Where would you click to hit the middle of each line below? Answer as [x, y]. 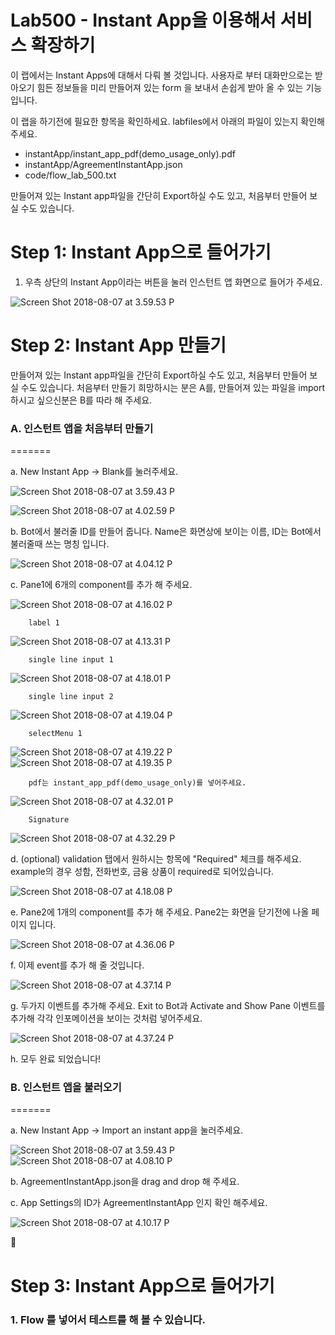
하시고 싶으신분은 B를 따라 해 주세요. [81, 400]
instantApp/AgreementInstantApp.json [103, 164]
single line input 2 [71, 697]
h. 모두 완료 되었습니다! [56, 1059]
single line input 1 [71, 660]
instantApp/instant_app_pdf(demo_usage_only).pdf [130, 153]
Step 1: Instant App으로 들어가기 [141, 252]
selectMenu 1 [55, 734]
